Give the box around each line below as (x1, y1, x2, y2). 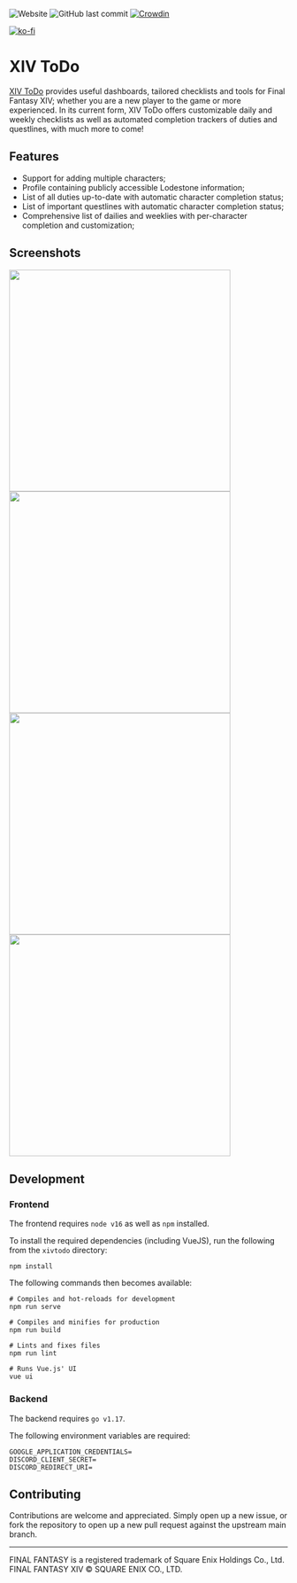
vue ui (9, 1372, 34, 1382)
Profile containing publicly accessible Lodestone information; (21, 182, 245, 192)
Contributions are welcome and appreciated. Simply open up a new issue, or (9, 1510, 288, 1521)
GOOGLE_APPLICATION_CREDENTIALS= (9, 1447, 133, 1456)
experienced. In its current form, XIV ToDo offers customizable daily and (9, 105, 272, 115)
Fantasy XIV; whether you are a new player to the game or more (9, 95, 241, 105)
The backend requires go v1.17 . (9, 1413, 126, 1423)
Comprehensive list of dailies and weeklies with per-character (21, 210, 247, 221)
